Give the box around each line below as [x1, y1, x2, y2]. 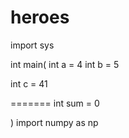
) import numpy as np [10, 116, 99, 128]
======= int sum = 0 [10, 97, 100, 109]
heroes [10, 6, 70, 29]
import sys [10, 39, 55, 51]
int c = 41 [10, 77, 48, 90]
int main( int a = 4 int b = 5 [10, 58, 120, 70]
